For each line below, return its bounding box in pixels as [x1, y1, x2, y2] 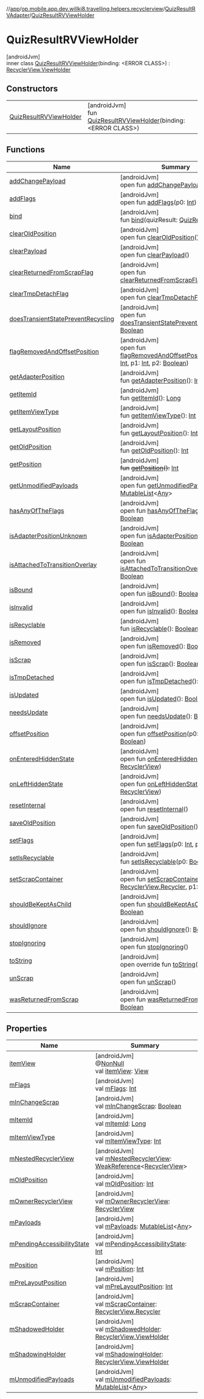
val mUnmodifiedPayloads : [95, 1375, 172, 1384]
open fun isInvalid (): [120, 607, 177, 615]
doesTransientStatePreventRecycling [9, 314, 114, 323]
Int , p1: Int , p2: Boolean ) [120, 359, 189, 367]
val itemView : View [95, 1067, 149, 1076]
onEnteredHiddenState [9, 755, 75, 763]
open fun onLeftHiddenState [120, 780, 202, 788]
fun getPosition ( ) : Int [120, 463, 179, 472]
